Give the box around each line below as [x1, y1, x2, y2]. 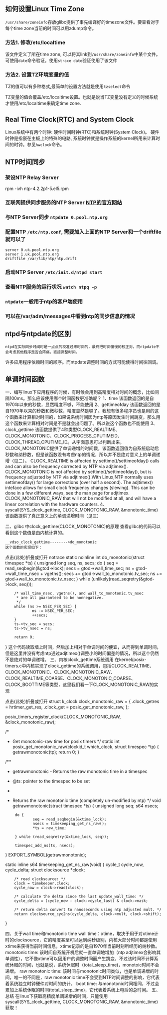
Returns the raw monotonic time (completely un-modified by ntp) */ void [12, 797, 161, 803]
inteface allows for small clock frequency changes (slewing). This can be [5, 484, 155, 491]
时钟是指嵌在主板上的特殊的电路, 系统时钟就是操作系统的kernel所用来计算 [5, 135, 156, 141]
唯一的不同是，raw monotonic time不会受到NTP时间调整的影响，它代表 [13, 974, 160, 980]
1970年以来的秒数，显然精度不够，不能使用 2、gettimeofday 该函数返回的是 [5, 401, 161, 407]
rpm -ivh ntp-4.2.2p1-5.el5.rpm [5, 185, 69, 191]
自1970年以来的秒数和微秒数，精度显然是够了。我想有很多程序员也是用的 [5, 408, 155, 414]
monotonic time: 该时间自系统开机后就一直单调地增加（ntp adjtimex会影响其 [5, 949, 161, 955]
